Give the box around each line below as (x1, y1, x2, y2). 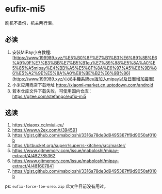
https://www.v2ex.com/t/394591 (12, 127, 78, 133)
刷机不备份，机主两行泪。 (5, 20, 56, 26)
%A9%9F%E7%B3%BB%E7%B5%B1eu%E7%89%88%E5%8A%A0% (12, 60, 153, 66)
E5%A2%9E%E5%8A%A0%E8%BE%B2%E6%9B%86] (19, 70, 130, 76)
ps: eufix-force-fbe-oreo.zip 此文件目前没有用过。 (5, 183, 108, 189)
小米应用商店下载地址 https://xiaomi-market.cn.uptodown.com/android (12, 82, 154, 88)
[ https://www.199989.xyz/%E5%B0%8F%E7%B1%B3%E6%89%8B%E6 (12, 55, 158, 60)
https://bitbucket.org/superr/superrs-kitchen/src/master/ (12, 142, 126, 148)
